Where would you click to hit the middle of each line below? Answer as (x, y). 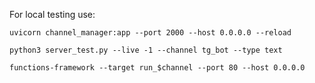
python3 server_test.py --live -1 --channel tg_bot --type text (146, 50)
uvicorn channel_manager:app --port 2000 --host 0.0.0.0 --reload (150, 33)
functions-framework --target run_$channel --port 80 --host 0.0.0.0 (157, 68)
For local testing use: (52, 14)
